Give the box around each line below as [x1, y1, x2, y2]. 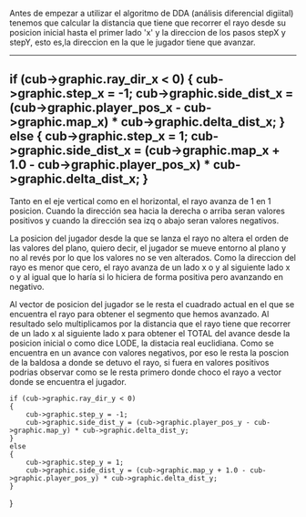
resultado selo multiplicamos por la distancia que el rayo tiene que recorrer [9, 318, 291, 329]
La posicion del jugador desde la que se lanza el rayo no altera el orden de [9, 233, 289, 243]
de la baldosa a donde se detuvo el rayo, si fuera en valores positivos [9, 357, 270, 367]
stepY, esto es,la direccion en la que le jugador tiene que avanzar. [9, 36, 256, 47]
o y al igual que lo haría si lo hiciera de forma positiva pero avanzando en [9, 271, 284, 282]
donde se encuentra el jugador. [9, 376, 127, 387]
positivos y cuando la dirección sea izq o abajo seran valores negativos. [9, 214, 280, 226]
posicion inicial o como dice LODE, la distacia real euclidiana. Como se [9, 337, 275, 348]
